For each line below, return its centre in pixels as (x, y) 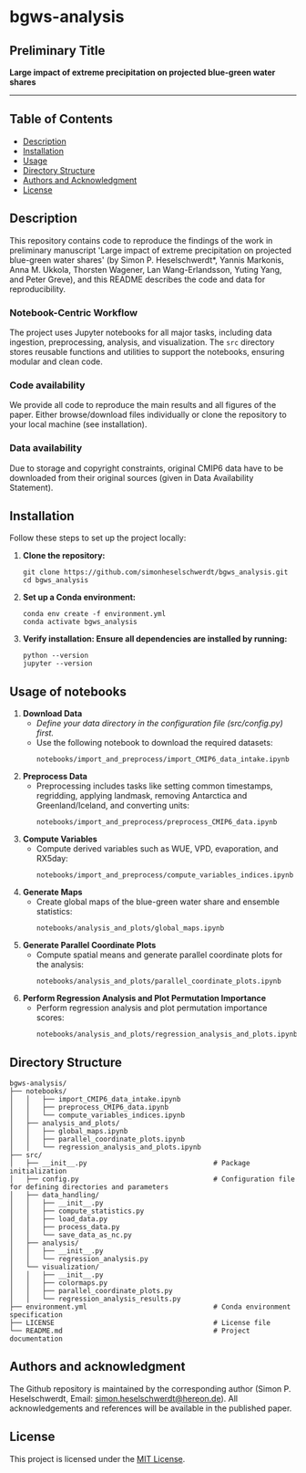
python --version (56, 656)
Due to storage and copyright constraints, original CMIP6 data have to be (147, 468)
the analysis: (60, 965)
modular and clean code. (56, 361)
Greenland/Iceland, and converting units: (112, 806)
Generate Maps (52, 893)
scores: (50, 1018)
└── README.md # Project (130, 1331)
